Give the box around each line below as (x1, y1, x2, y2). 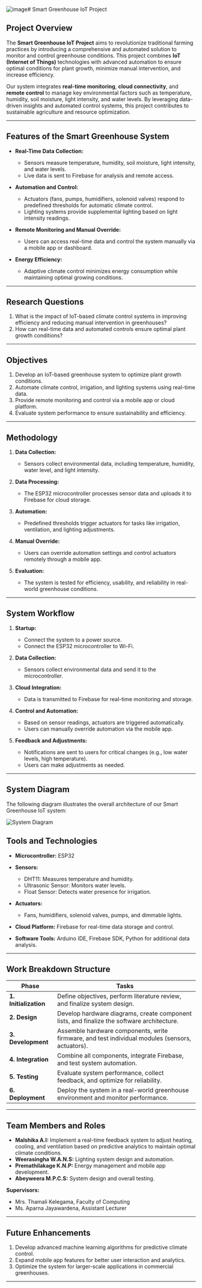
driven (6, 102, 22, 109)
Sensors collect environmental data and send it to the (23, 666, 156, 673)
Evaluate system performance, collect (57, 1069, 164, 1077)
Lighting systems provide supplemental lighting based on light (23, 208, 178, 215)
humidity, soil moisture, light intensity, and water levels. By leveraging (6, 95, 179, 102)
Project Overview (6, 23, 73, 33)
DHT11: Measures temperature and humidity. (23, 875, 134, 882)
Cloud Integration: (14, 684, 62, 691)
